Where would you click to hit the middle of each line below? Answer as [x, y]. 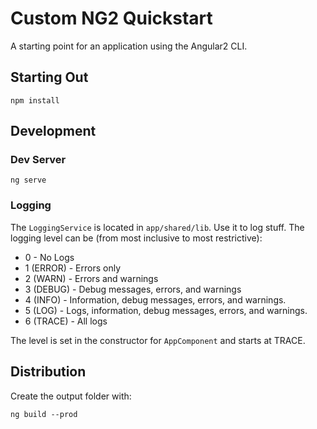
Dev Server [38, 160]
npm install [35, 100]
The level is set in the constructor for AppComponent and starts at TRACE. [158, 340]
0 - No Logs [49, 257]
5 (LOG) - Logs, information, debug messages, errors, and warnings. [166, 310]
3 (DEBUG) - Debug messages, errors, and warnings [133, 289]
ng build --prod [44, 414]
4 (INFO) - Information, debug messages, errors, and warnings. [155, 299]
